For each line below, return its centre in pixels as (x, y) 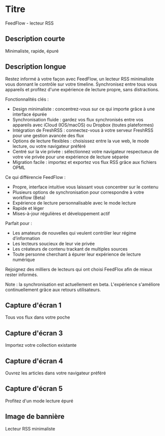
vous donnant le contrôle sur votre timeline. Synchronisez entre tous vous (81, 84)
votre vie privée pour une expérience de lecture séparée (70, 157)
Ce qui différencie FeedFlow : (35, 177)
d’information (26, 238)
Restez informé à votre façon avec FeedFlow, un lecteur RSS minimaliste (79, 79)
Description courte (35, 39)
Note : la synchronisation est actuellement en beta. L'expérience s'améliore (82, 284)
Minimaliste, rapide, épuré (32, 51)
